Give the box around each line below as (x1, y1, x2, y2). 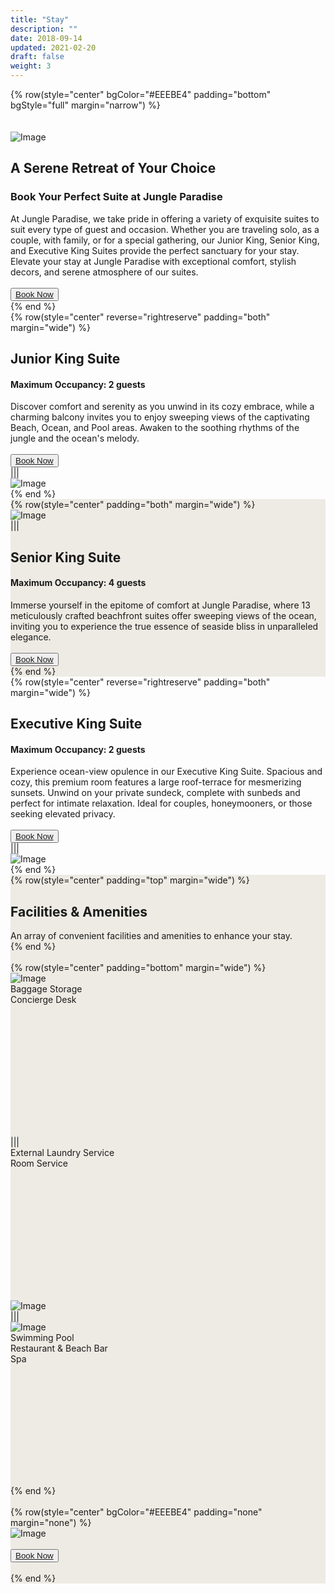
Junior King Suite (10, 351, 121, 368)
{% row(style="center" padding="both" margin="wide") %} (10, 499, 256, 511)
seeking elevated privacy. (10, 808, 116, 820)
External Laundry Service (10, 1147, 115, 1159)
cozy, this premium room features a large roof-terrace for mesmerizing (10, 776, 302, 788)
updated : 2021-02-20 (10, 42, 97, 53)
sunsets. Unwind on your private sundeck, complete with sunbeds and (10, 787, 301, 799)
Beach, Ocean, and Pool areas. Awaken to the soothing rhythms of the (10, 422, 300, 434)
